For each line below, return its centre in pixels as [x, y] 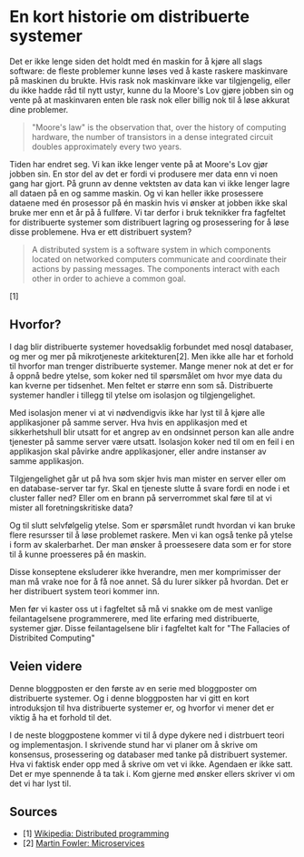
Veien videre [46, 666]
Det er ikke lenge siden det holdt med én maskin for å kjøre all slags [136, 61]
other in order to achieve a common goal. [109, 278]
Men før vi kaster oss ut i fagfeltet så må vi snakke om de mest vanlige [141, 609]
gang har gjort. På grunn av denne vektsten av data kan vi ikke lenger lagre [150, 183]
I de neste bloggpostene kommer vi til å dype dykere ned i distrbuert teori [147, 735]
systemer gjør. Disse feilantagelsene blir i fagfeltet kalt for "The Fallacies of [150, 628]
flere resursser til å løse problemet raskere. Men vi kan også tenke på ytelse [151, 535]
